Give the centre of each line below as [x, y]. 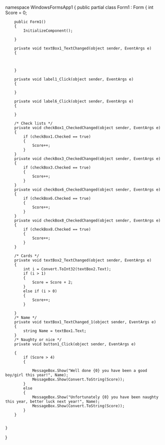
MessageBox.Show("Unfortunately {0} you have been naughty [95, 397]
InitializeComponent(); [48, 31]
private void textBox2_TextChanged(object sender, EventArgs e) [83, 260]
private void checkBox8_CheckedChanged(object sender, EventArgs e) [88, 220]
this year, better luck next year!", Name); [53, 402]
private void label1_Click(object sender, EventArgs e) [74, 79]
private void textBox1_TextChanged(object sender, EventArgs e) [83, 48]
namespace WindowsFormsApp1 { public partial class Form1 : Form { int [79, 7]
